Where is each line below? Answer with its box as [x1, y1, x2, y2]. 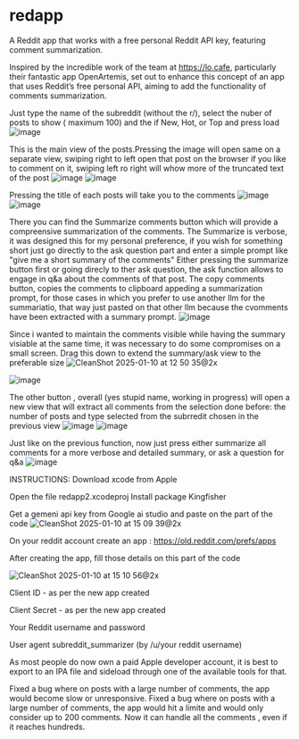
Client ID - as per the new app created [9, 587, 150, 598]
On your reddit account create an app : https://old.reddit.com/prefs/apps [9, 535, 277, 546]
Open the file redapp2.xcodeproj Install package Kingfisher [9, 491, 227, 501]
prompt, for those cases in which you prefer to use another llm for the [9, 292, 266, 303]
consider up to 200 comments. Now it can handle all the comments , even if [9, 711, 287, 722]
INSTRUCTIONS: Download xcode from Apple [9, 474, 178, 484]
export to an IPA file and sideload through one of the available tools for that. [9, 666, 287, 676]
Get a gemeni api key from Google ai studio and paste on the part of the [9, 508, 274, 519]
